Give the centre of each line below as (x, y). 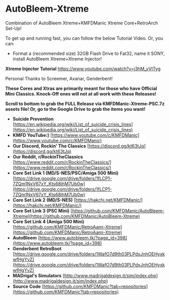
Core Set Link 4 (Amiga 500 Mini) (48, 221)
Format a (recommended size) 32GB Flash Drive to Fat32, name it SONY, (89, 53)
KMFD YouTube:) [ (32, 135)
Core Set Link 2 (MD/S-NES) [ (44, 200)
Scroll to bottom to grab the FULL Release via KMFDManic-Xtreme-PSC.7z (85, 103)
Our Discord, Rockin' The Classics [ (51, 146)
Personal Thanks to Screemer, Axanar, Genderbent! (59, 78)
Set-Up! (13, 28)
